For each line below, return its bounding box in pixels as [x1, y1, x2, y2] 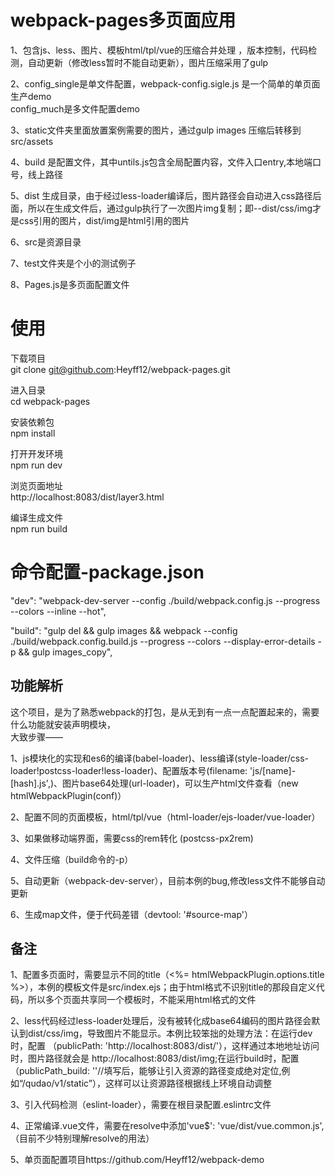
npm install [10, 427, 56, 439]
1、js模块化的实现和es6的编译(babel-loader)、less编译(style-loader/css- [10, 752, 310, 764]
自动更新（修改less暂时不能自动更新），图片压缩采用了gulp [27, 56, 269, 68]
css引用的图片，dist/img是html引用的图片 [18, 214, 190, 226]
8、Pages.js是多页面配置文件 [10, 278, 130, 290]
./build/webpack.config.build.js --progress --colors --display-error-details [10, 635, 316, 647]
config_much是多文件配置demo [10, 102, 140, 115]
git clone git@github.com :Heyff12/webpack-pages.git [10, 363, 231, 375]
